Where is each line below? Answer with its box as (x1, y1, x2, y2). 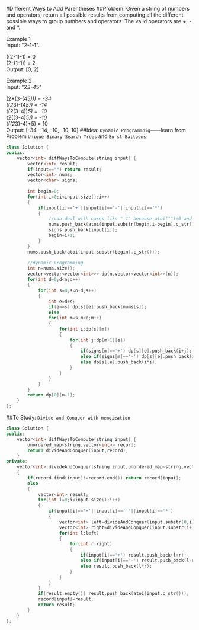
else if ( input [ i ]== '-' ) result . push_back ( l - (80, 558, 192, 564)
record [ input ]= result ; (37, 596, 94, 602)
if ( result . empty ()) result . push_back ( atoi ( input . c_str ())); (37, 591, 190, 597)
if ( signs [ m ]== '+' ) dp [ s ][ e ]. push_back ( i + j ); (80, 348, 192, 354)
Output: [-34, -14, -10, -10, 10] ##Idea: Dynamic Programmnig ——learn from (6, 127, 187, 133)
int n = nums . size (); (27, 266, 76, 271)
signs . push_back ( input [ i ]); (48, 227, 118, 233)
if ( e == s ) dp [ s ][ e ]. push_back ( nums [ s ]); (48, 304, 147, 310)
